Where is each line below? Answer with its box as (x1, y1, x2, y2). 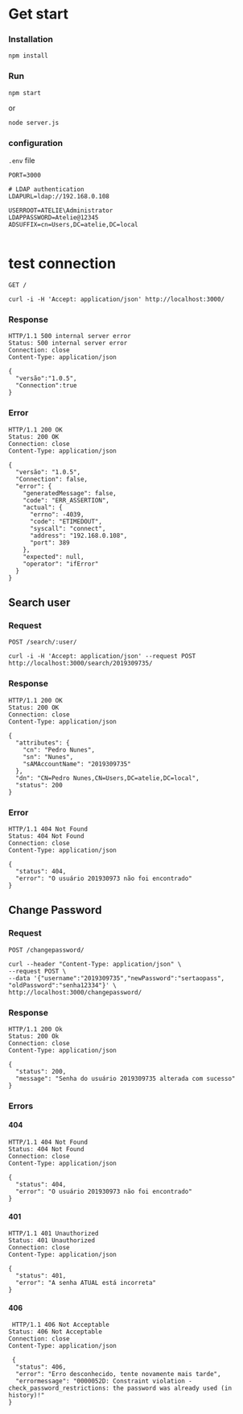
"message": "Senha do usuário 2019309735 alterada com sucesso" (15, 1074, 236, 1082)
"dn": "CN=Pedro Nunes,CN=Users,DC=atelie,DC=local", (15, 774, 200, 782)
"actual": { (23, 503, 63, 511)
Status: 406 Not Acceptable (8, 1328, 103, 1336)
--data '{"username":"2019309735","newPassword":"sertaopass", (8, 974, 225, 982)
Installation (8, 34, 54, 45)
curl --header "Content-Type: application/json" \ (8, 960, 182, 968)
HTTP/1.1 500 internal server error (8, 332, 131, 340)
